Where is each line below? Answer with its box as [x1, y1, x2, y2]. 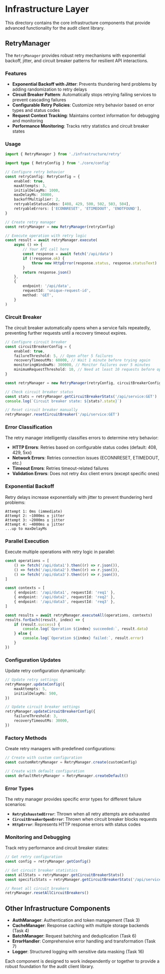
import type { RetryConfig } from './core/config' [5, 161, 111, 166]
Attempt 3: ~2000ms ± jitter [5, 518, 65, 522]
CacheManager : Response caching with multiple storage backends [12, 923, 149, 929]
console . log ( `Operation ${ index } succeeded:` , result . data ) [23, 626, 148, 631]
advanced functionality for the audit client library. [5, 25, 105, 31]
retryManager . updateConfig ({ [5, 682, 65, 687]
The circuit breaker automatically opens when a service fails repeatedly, [5, 324, 151, 331]
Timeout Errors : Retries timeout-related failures [12, 465, 109, 471]
